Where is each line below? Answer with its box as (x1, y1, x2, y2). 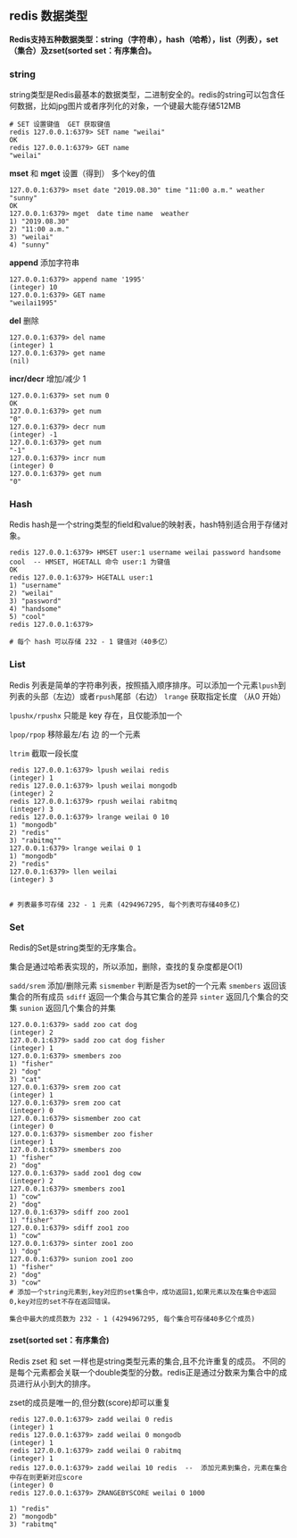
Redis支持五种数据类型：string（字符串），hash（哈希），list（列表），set (9, 34, 279, 45)
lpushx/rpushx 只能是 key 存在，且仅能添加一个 (9, 709, 183, 721)
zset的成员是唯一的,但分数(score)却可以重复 (9, 1397, 171, 1408)
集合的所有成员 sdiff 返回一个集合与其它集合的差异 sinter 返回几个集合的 (9, 991, 281, 1002)
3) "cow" (9, 1278, 42, 1287)
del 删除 (9, 315, 39, 326)
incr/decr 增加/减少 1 (9, 373, 87, 384)
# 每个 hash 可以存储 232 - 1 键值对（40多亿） (9, 638, 172, 647)
